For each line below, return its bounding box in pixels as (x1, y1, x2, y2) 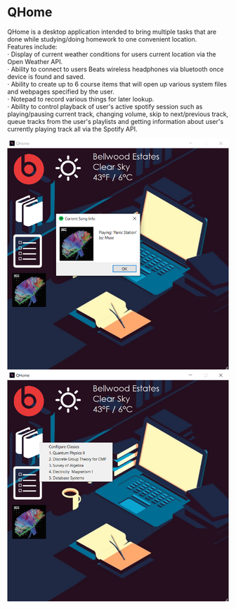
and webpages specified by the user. (7, 87, 114, 96)
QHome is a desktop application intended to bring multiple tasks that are (7, 27, 216, 36)
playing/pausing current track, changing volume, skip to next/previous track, (7, 110, 229, 118)
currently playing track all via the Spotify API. (7, 125, 138, 133)
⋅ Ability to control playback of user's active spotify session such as (7, 102, 203, 111)
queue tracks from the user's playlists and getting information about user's (7, 117, 224, 125)
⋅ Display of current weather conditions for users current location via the (7, 50, 216, 58)
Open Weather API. (7, 57, 63, 65)
